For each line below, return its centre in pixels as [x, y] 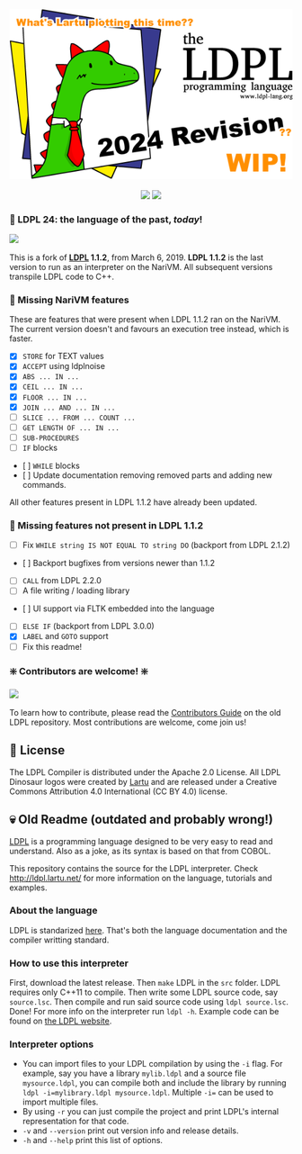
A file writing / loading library [76, 591]
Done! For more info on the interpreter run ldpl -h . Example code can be [144, 1012]
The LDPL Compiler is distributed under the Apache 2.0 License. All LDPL [145, 772]
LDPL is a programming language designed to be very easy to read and [141, 841]
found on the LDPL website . [61, 1021]
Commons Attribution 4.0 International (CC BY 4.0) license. [119, 791]
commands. [44, 484]
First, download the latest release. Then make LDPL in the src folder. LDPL [145, 983]
